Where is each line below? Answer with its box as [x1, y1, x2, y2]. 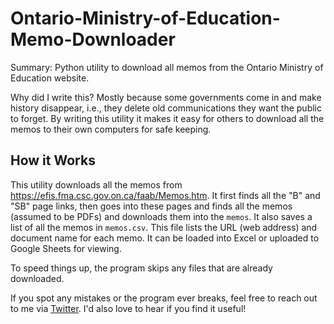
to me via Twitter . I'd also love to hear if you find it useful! [10, 302, 247, 314]
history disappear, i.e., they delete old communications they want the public [10, 102, 322, 114]
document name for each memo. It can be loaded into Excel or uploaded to [10, 232, 320, 244]
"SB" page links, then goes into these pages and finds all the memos [10, 200, 293, 212]
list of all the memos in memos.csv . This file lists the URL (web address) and [10, 221, 318, 233]
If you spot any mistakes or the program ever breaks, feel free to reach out [10, 292, 318, 304]
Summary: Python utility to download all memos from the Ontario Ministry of [10, 61, 324, 73]
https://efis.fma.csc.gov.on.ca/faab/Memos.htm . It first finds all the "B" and [10, 189, 321, 201]
